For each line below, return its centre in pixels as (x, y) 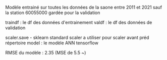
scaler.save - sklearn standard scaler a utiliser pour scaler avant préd (77, 38)
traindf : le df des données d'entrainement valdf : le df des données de (79, 22)
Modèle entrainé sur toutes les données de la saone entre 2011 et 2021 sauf (84, 7)
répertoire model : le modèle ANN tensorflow (52, 43)
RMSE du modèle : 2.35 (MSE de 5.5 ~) (46, 53)
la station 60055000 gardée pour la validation (53, 13)
